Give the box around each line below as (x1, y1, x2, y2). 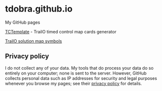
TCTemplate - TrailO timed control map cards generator (5, 29, 117, 34)
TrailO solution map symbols (5, 38, 62, 44)
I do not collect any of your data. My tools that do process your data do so (5, 65, 154, 71)
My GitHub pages (5, 19, 40, 25)
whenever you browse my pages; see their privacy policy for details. (5, 80, 142, 86)
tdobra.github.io (5, 3, 73, 15)
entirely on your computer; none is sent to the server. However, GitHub (5, 70, 147, 76)
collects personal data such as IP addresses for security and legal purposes (5, 75, 157, 81)
